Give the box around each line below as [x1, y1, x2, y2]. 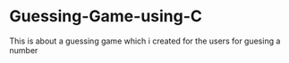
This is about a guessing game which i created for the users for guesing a [9, 35, 281, 46]
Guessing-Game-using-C [9, 6, 203, 27]
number [9, 44, 38, 55]
